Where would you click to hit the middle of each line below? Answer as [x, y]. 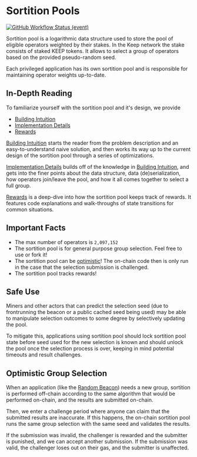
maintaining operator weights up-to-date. [56, 75]
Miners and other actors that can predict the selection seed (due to [87, 306]
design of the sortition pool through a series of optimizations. [80, 155]
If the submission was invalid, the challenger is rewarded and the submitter [97, 435]
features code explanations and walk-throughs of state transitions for [90, 203]
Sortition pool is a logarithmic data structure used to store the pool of [90, 38]
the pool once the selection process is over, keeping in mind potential [90, 349]
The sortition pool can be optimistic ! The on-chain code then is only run [101, 261]
